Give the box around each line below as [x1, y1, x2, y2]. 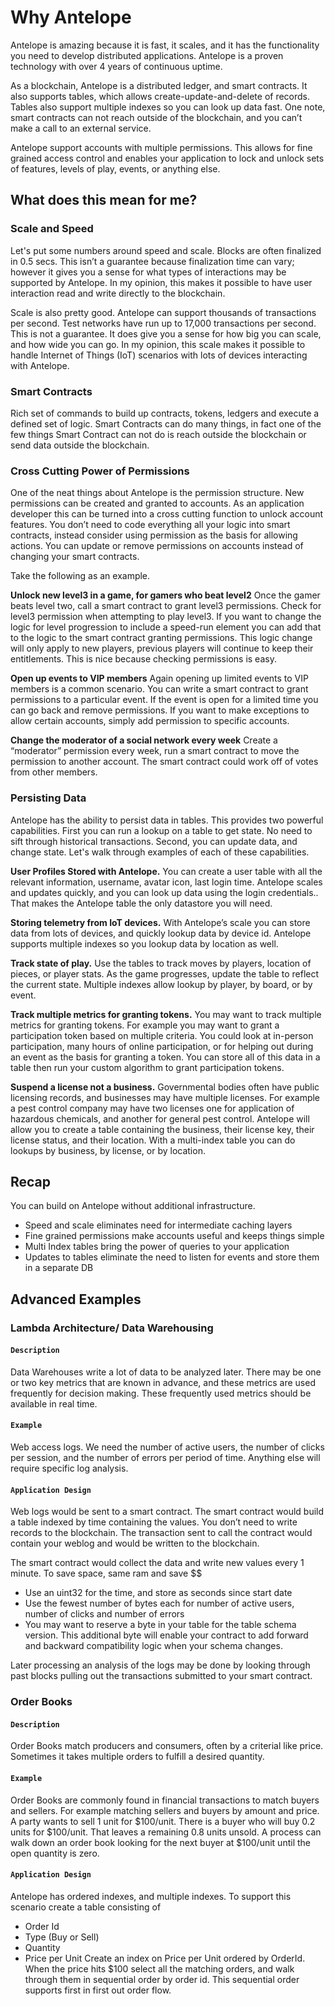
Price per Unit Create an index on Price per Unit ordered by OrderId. [24, 1952, 306, 1964]
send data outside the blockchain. [10, 439, 150, 451]
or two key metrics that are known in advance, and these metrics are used [10, 1376, 316, 1388]
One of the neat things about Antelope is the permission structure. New [10, 487, 305, 499]
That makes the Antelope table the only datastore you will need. [10, 897, 273, 909]
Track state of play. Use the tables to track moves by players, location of [10, 957, 312, 969]
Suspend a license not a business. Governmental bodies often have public [10, 1081, 320, 1093]
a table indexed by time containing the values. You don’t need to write [10, 1516, 298, 1528]
